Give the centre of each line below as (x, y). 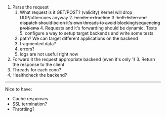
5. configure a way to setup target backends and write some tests (86, 33)
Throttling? (23, 109)
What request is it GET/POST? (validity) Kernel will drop (76, 12)
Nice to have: (19, 89)
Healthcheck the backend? (40, 75)
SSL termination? (30, 104)
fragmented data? (38, 44)
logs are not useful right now (49, 54)
